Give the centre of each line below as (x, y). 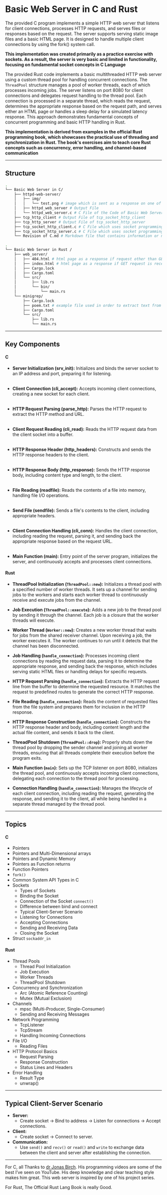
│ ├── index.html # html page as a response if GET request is (83, 263)
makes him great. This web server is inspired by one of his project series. (80, 1178)
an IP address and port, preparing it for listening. (62, 373)
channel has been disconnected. (46, 646)
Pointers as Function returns (41, 864)
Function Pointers (30, 869)
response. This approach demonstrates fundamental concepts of (72, 116)
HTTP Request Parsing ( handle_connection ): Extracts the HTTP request (86, 681)
